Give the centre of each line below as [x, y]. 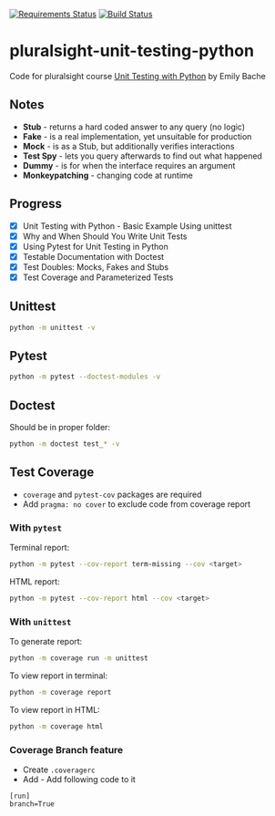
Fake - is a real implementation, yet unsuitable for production [137, 136]
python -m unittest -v [52, 327]
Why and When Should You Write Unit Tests [105, 236]
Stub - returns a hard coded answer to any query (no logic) [134, 127]
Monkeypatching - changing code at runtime [108, 175]
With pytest [36, 527]
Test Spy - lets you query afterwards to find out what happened [142, 156]
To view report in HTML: [55, 709]
